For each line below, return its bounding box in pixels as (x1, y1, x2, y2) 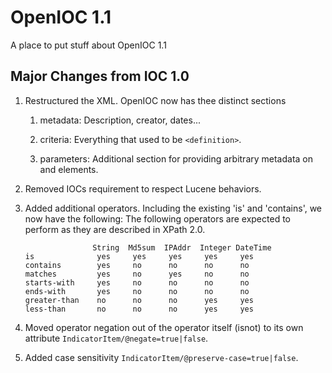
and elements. (39, 163, 99, 175)
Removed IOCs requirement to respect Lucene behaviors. (24, 182, 262, 195)
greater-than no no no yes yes (24, 295, 254, 305)
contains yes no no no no (24, 260, 250, 270)
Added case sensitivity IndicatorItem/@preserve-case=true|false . (24, 351, 299, 363)
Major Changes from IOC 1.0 (10, 68, 190, 85)
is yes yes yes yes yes (24, 251, 254, 261)
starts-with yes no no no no (24, 277, 250, 288)
